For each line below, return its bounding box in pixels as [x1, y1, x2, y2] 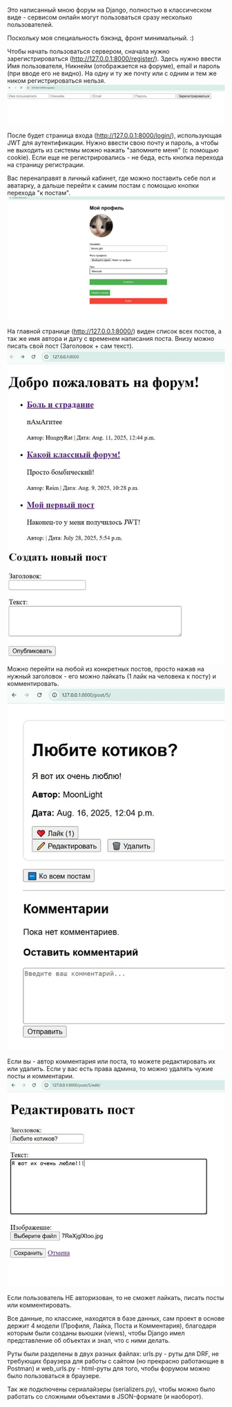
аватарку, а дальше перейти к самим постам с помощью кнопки [7, 181, 199, 189]
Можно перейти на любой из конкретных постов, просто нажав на [7, 665, 205, 673]
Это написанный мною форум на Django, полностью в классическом [7, 6, 212, 14]
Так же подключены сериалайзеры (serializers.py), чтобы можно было [7, 1385, 215, 1393]
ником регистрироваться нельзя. [7, 77, 106, 85]
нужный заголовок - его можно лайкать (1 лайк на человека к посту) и [7, 672, 216, 680]
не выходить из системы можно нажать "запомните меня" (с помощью [7, 146, 219, 154]
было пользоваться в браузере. [7, 1371, 101, 1379]
